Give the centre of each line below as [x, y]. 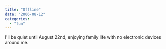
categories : [17, 19]
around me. [17, 43]
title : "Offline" [23, 10]
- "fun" [18, 23]
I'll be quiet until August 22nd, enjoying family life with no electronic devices [83, 37]
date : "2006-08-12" [25, 14]
